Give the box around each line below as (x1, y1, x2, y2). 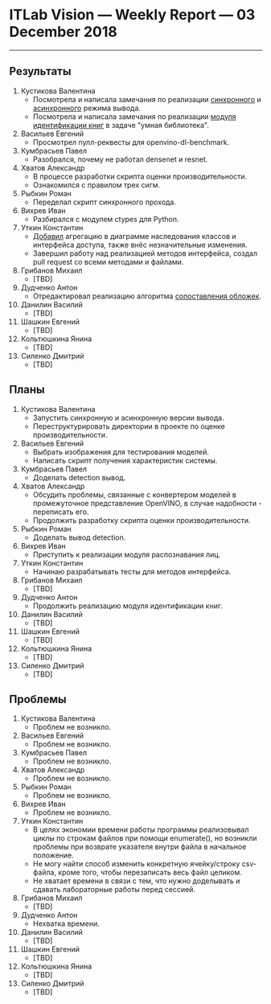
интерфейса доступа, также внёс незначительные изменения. (32, 240, 248, 249)
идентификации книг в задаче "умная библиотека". (32, 120, 210, 130)
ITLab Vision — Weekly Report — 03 (9, 6, 256, 24)
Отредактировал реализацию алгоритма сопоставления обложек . (32, 291, 262, 301)
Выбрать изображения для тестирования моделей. (32, 446, 210, 456)
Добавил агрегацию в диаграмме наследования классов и (32, 231, 236, 241)
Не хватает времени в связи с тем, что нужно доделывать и (32, 876, 240, 886)
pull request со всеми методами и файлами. (32, 257, 184, 266)
